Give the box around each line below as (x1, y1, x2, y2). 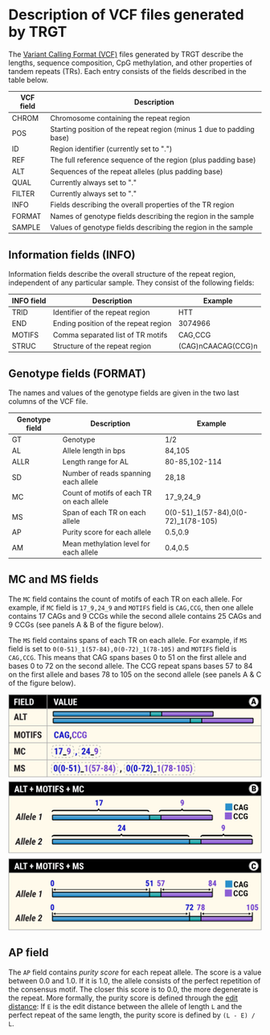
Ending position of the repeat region (52, 319, 172, 328)
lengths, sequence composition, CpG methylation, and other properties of (8, 58, 253, 68)
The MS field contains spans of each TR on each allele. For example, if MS (8, 635, 247, 645)
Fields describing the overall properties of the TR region (50, 200, 235, 210)
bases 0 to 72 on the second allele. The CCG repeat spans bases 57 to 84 (8, 661, 253, 670)
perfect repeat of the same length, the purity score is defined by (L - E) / (8, 1010, 256, 1020)
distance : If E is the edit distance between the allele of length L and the (8, 1001, 243, 1011)
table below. (8, 75, 49, 85)
